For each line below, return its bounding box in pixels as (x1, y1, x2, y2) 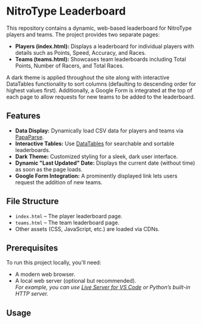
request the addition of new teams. (15, 178, 103, 186)
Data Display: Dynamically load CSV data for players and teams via (15, 126, 184, 134)
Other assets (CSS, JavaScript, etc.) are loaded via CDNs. (15, 225, 160, 232)
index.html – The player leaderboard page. (15, 212, 123, 219)
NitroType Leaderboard (6, 4, 126, 18)
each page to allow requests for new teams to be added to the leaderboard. (6, 93, 195, 100)
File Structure (6, 196, 59, 207)
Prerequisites (6, 243, 58, 253)
